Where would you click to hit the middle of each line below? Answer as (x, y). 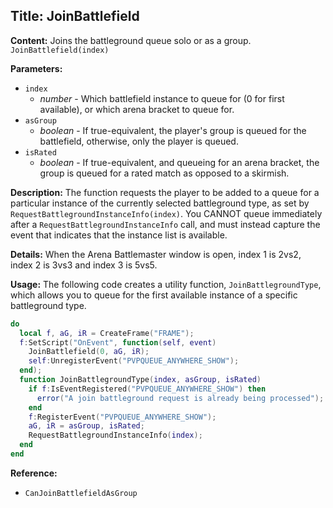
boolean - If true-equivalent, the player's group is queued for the (173, 130)
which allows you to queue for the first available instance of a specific (154, 295)
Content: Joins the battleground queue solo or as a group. (131, 40)
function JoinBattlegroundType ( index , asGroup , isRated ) (140, 380)
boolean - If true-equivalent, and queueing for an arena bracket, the (179, 162)
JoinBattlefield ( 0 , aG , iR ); (89, 352)
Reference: (34, 473)
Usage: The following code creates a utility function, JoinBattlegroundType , (166, 284)
